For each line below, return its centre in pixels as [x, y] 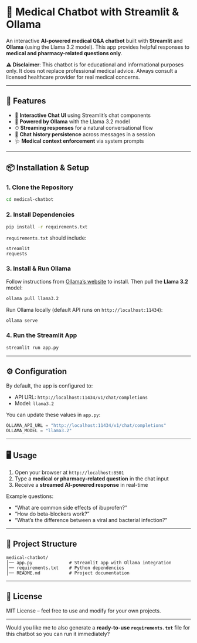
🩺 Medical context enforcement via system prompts [79, 141]
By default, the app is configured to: [50, 386]
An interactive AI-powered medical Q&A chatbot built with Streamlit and [94, 41]
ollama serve [22, 320]
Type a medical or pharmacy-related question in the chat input [91, 479]
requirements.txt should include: [46, 238]
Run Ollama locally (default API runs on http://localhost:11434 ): [84, 309]
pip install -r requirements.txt [47, 227]
